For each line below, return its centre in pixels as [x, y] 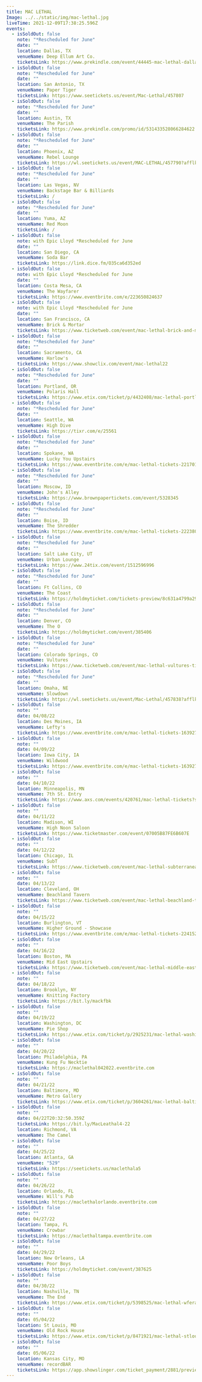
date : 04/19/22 [36, 1018]
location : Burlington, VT [50, 923]
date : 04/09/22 [36, 750]
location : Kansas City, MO [51, 1359]
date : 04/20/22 [36, 1051]
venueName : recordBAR [44, 1364]
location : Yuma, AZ [41, 219]
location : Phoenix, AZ [45, 151]
